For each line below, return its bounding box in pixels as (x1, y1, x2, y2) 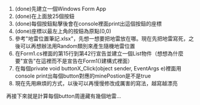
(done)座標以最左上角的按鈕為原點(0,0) (14, 27, 112, 35)
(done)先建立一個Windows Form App (14, 5, 107, 12)
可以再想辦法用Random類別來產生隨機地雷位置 (20, 42, 136, 50)
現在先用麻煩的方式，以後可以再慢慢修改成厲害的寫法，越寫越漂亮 (14, 80, 178, 87)
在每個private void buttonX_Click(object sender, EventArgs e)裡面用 (14, 65, 181, 72)
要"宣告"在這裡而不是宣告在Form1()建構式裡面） (14, 57, 134, 64)
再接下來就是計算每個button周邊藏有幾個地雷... (6, 92, 122, 100)
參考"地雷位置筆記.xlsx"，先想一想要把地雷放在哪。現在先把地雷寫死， (14, 35, 189, 42)
